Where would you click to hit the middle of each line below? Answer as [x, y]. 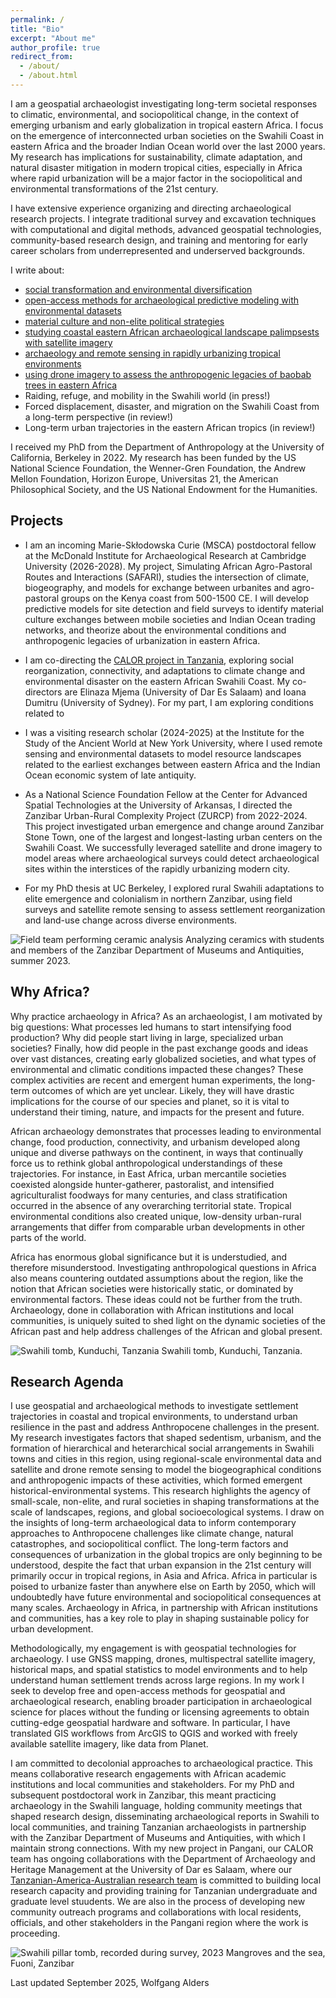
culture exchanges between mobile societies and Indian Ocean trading [170, 619]
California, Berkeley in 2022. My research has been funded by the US [153, 457]
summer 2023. [40, 960]
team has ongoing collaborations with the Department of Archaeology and [163, 1859]
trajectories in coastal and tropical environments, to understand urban [154, 1417]
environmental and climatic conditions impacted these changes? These [157, 1069]
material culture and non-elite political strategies [124, 321]
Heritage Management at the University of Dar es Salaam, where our [151, 1870]
